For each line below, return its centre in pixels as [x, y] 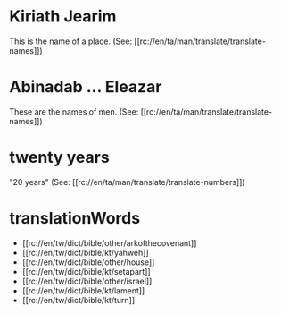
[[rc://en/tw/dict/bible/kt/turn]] [79, 300]
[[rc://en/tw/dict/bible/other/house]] [88, 262]
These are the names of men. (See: [74, 111]
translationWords [75, 218]
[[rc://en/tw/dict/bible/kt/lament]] [83, 290]
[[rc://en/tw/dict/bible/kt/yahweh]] [85, 252]
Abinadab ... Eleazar [86, 87]
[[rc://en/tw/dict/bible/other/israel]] [87, 281]
